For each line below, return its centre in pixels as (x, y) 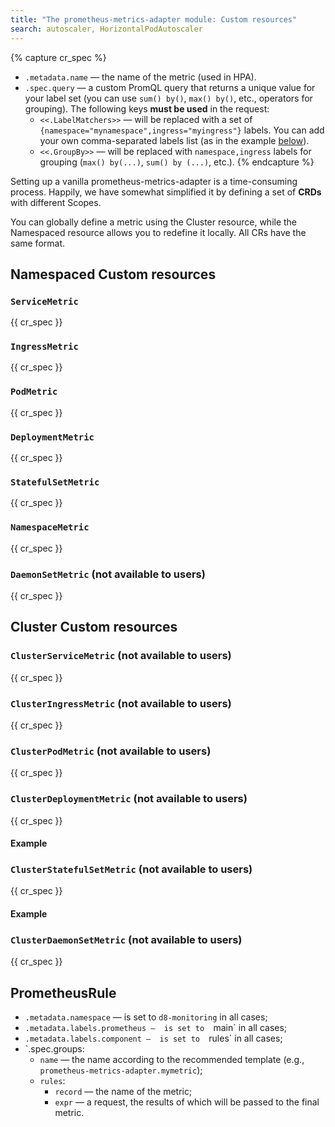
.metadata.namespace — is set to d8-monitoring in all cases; (146, 1017)
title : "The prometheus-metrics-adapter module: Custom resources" (154, 19)
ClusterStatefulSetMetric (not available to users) (131, 869)
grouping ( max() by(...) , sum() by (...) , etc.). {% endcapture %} (177, 162)
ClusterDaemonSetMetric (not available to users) (126, 939)
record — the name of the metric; (123, 1092)
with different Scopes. (56, 202)
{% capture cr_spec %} (58, 57)
